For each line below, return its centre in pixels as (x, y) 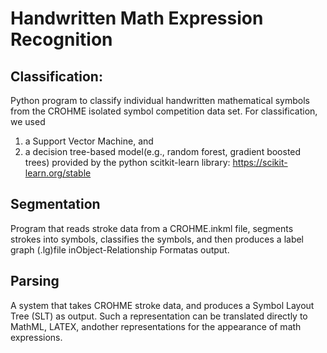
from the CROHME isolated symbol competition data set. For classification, (164, 111)
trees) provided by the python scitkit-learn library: (127, 162)
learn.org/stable (58, 173)
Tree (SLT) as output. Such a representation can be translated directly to (159, 316)
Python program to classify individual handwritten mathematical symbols (160, 100)
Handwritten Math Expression (137, 18)
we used (28, 121)
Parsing (35, 281)
